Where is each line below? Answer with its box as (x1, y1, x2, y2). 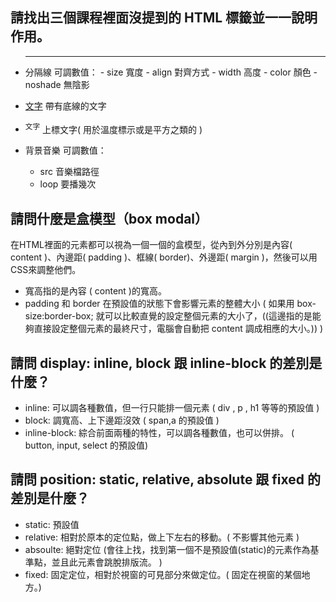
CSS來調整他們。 (10, 264, 82, 276)
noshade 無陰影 (24, 78, 90, 90)
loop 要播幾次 (39, 178, 97, 190)
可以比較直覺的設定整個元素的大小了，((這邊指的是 (104, 310, 313, 322)
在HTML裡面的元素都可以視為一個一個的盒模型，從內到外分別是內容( (10, 239, 293, 251)
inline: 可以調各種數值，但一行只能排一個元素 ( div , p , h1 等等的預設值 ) (24, 402, 320, 414)
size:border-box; (24, 310, 94, 322)
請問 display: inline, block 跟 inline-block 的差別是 (10, 354, 323, 372)
